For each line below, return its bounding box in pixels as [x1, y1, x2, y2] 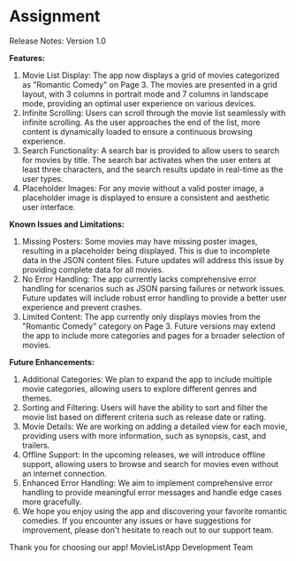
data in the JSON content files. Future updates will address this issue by [21, 254, 285, 265]
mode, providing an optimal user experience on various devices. [21, 97, 256, 108]
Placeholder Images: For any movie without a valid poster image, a [21, 183, 264, 193]
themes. [21, 393, 52, 403]
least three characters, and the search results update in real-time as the [21, 164, 284, 175]
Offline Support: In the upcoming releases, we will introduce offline [21, 449, 266, 460]
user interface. [21, 201, 76, 212]
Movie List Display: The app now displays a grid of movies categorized [21, 69, 280, 81]
